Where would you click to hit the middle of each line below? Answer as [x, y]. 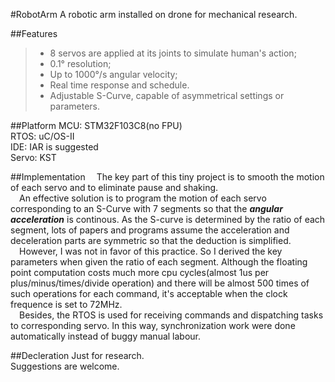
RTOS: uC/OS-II [42, 136]
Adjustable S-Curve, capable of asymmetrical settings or [167, 95]
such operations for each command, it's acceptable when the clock [149, 293]
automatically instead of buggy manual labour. [106, 336]
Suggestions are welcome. [65, 366]
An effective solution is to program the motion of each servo [143, 198]
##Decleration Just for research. [77, 355]
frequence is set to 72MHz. [66, 304]
